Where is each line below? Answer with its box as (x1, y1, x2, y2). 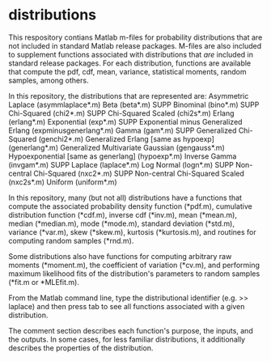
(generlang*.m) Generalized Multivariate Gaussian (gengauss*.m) (8, 142, 225, 152)
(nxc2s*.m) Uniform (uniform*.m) (8, 176, 117, 187)
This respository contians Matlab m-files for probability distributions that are (8, 32, 263, 42)
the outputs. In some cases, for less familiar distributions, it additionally (8, 334, 245, 344)
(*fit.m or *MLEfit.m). (8, 277, 79, 287)
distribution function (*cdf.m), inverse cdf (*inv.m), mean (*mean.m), (8, 210, 237, 219)
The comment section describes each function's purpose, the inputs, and (8, 325, 253, 335)
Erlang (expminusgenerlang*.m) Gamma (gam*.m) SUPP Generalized (8, 125, 237, 135)
